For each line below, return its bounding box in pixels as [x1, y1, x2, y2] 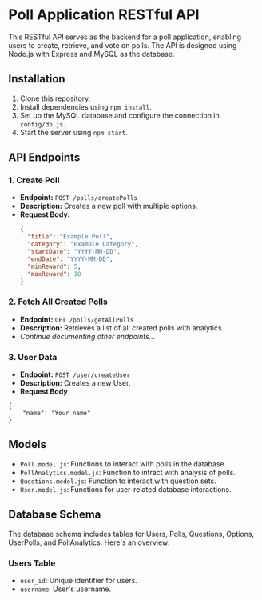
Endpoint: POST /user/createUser [19, 370, 130, 379]
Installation [8, 72, 65, 86]
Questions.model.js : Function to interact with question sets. [19, 476, 217, 486]
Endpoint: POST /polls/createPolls [19, 193, 138, 202]
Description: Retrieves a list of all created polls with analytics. [19, 322, 224, 333]
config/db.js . [19, 118, 65, 129]
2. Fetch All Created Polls [8, 296, 108, 307]
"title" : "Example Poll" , [27, 233, 113, 241]
